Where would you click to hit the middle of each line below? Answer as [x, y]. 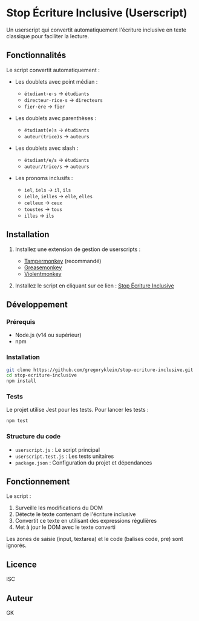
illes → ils [39, 215]
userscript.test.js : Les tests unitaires [64, 456]
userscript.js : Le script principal [57, 449]
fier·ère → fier [44, 106]
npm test [17, 421]
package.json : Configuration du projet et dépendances [83, 462]
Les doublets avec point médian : [56, 81]
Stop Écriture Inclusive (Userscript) [97, 13]
